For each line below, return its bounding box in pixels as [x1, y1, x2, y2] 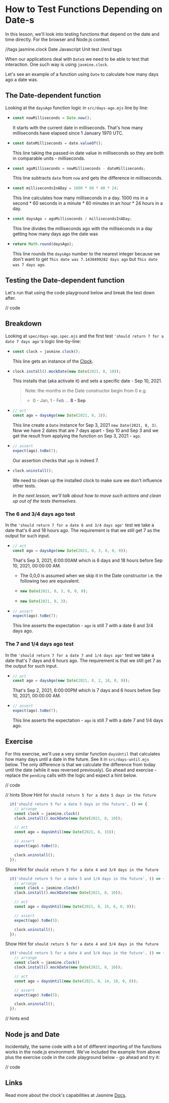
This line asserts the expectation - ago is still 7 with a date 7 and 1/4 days [12, 717, 163, 724]
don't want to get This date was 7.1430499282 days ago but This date [12, 256, 158, 262]
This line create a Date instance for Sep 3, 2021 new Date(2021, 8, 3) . [12, 422, 158, 428]
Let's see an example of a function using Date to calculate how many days [5, 71, 159, 77]
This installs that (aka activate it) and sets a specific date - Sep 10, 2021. [12, 378, 162, 384]
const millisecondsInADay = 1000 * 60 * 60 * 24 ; [12, 186, 119, 191]
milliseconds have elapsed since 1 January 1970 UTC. [12, 130, 124, 136]
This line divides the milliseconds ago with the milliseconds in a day [12, 226, 152, 232]
